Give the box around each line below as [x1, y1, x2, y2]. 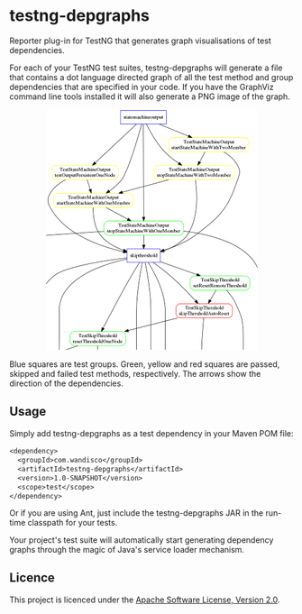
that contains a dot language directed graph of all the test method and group [9, 71, 294, 82]
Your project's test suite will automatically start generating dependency [9, 534, 274, 545]
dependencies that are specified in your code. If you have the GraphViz [9, 81, 274, 92]
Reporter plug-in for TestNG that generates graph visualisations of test [9, 35, 272, 46]
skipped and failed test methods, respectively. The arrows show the [9, 368, 261, 379]
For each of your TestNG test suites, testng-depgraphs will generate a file [9, 62, 283, 73]
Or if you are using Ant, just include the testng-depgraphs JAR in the [9, 507, 264, 518]
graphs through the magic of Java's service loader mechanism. [9, 544, 245, 554]
